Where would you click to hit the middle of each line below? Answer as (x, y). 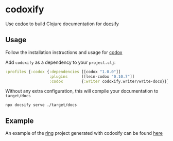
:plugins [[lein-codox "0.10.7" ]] (92, 76)
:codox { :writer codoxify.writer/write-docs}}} (109, 81)
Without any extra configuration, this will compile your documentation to (82, 91)
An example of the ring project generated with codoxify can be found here (84, 133)
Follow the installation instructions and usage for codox (64, 52)
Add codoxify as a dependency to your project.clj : (60, 62)
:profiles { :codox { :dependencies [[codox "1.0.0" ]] (63, 72)
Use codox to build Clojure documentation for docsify (62, 24)
